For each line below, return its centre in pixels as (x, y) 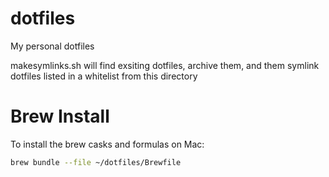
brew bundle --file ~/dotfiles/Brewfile (96, 162)
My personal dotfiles (52, 46)
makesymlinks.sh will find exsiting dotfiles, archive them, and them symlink (165, 65)
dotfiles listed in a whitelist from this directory (104, 76)
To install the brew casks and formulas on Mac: (107, 144)
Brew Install (60, 116)
